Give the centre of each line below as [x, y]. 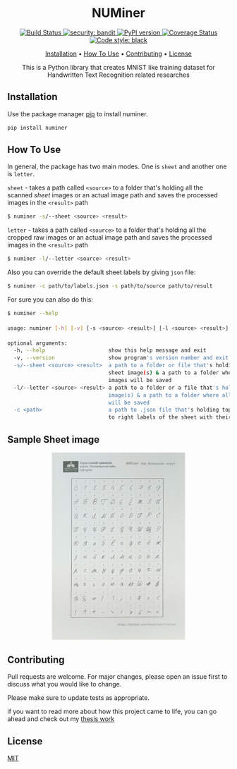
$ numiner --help [33, 314]
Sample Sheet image [54, 439]
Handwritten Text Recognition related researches [119, 75]
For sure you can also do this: [50, 300]
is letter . [21, 174]
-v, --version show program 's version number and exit [121, 358]
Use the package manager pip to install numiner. [78, 113]
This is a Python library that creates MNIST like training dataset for [119, 67]
